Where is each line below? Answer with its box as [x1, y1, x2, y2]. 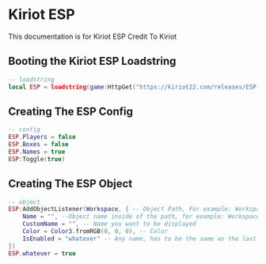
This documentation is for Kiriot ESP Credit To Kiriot [8, 32, 177, 41]
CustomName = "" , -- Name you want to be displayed [22, 220, 196, 228]
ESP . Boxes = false [8, 141, 69, 149]
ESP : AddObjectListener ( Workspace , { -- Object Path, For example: [8, 206, 232, 213]
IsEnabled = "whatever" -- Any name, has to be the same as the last [22, 235, 257, 243]
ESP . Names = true [8, 148, 66, 156]
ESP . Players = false [8, 133, 77, 141]
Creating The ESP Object [8, 177, 133, 190]
